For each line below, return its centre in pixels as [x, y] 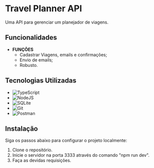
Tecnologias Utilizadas [41, 81]
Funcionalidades [31, 38]
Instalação [22, 128]
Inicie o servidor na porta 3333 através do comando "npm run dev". [81, 155]
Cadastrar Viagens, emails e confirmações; [63, 55]
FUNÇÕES [23, 49]
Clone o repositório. [32, 150]
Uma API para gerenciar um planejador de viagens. [57, 22]
